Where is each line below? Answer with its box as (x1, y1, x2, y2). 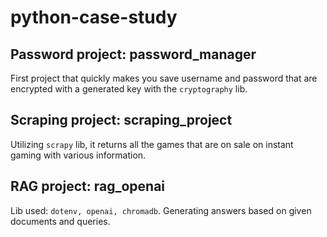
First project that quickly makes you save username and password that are (10, 72, 318, 84)
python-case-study (10, 6, 178, 29)
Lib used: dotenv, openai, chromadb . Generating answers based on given (10, 204, 312, 216)
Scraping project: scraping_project (10, 112, 233, 129)
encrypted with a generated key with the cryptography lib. (10, 83, 248, 95)
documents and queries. (10, 215, 111, 227)
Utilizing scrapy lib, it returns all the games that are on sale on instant (10, 138, 294, 150)
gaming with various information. (10, 149, 147, 161)
